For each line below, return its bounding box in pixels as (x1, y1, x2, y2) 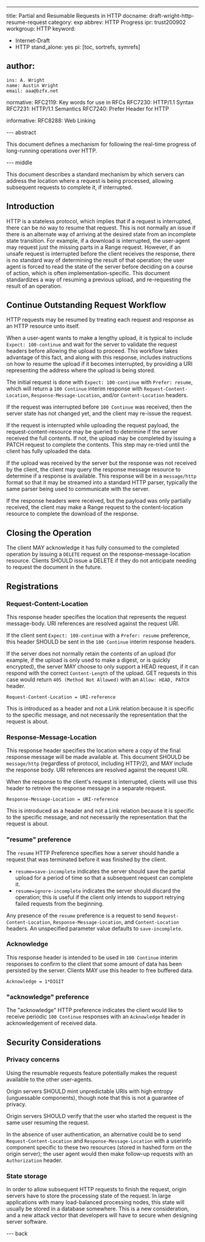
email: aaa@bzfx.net (6, 88, 59, 94)
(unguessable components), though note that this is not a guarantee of (6, 1094, 184, 1101)
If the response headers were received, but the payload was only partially (6, 497, 192, 504)
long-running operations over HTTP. (6, 147, 98, 154)
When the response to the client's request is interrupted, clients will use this (6, 778, 197, 786)
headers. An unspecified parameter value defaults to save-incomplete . (6, 925, 183, 932)
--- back (6, 1230, 28, 1237)
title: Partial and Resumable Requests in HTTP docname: (6, 12, 148, 19)
